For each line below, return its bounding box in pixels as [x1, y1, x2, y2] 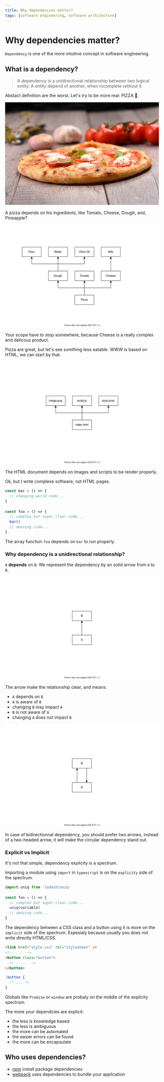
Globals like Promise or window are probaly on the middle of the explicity [5, 994, 148, 1000]
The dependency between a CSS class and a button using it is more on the [5, 925, 155, 930]
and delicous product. [5, 337, 49, 343]
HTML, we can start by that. [5, 352, 61, 358]
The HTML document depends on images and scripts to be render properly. [5, 469, 158, 475]
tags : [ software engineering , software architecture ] [5, 13, 117, 18]
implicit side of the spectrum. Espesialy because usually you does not [5, 930, 148, 935]
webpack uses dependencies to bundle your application [12, 1071, 125, 1077]
